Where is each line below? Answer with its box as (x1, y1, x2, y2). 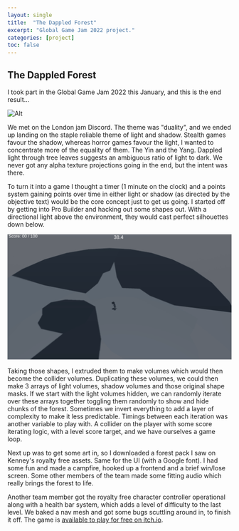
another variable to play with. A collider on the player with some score (7, 419, 213, 428)
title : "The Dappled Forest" (7, 19, 97, 26)
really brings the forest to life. (7, 478, 94, 488)
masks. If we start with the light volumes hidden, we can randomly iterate (7, 389, 222, 398)
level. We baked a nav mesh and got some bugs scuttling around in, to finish (7, 507, 231, 516)
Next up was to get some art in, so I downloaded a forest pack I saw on (7, 448, 216, 457)
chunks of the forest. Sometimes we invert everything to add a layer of (7, 404, 215, 413)
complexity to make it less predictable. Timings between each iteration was (7, 412, 228, 421)
